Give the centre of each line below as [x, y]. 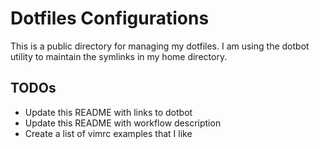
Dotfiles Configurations [110, 18]
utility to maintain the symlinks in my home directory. [119, 56]
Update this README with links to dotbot [108, 112]
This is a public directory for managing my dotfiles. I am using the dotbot [160, 46]
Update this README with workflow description [123, 123]
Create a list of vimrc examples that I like [108, 133]
